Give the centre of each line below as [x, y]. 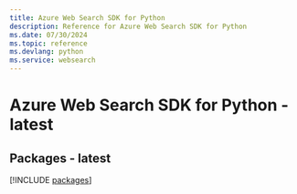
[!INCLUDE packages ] [51, 180]
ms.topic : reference [49, 43]
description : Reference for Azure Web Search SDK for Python [128, 26]
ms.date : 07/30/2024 [49, 35]
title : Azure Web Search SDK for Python [88, 18]
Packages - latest [60, 158]
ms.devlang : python [47, 52]
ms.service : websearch [53, 60]
